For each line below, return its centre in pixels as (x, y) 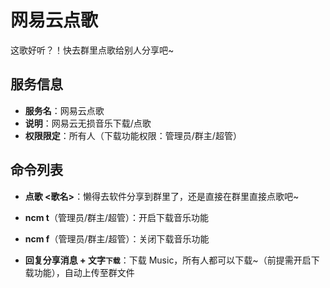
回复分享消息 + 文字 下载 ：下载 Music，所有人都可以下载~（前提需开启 (168, 260)
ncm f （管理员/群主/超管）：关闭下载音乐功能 (117, 238)
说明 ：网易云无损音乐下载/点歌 (88, 123)
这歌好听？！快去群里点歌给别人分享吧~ (92, 50)
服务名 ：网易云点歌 (64, 110)
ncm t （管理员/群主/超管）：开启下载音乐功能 (117, 217)
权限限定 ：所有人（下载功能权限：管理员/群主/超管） (133, 135)
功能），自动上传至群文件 (84, 272)
